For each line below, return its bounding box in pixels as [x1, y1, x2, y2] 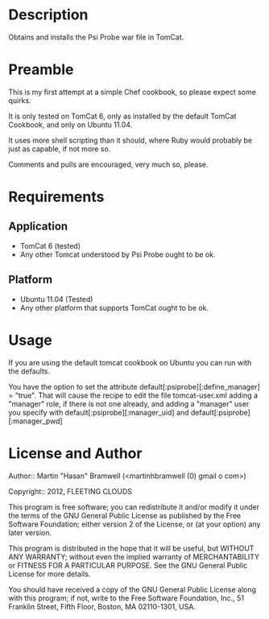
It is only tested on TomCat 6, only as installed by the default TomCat [8, 111, 237, 121]
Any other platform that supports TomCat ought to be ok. [19, 303, 209, 312]
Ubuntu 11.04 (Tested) [19, 294, 93, 303]
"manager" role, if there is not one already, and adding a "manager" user [8, 398, 250, 408]
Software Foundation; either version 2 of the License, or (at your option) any [8, 519, 261, 529]
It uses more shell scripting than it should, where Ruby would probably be [8, 135, 252, 145]
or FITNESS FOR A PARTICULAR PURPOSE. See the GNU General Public [8, 560, 248, 570]
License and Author [8, 444, 143, 462]
